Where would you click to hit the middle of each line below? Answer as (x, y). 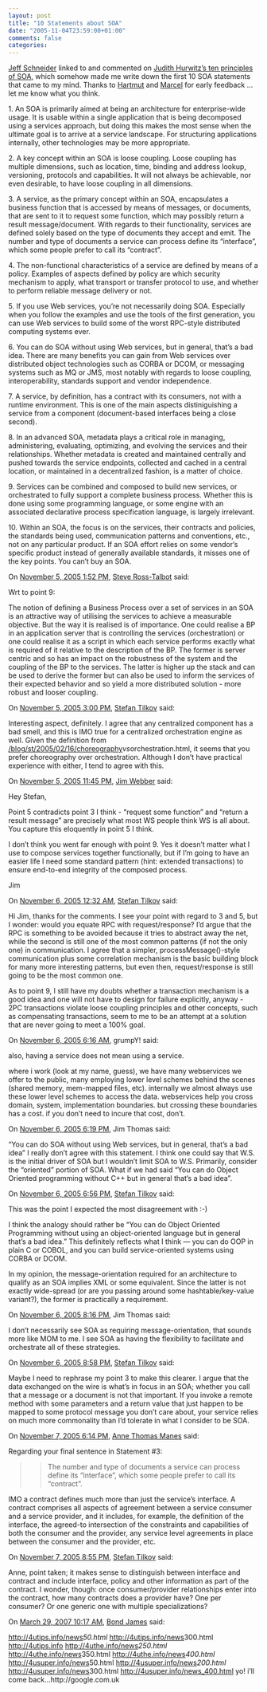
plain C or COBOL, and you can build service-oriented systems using (121, 1250)
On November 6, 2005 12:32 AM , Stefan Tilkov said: (93, 901)
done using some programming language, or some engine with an (116, 504)
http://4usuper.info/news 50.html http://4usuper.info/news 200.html (117, 1662)
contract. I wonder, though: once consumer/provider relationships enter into (132, 1590)
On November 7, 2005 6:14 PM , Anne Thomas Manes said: (104, 1436)
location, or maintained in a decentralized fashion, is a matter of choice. (126, 471)
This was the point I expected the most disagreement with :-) (108, 1210)
